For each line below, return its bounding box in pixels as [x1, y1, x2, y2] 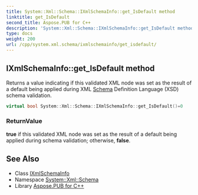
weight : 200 [6, 36, 35, 42]
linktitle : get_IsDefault [6, 14, 70, 20]
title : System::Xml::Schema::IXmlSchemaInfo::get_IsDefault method [6, 8, 176, 15]
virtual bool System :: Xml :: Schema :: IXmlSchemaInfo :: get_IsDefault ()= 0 [6, 103, 183, 109]
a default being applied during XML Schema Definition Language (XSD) [6, 85, 179, 92]
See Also [6, 154, 39, 164]
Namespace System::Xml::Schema [14, 175, 99, 183]
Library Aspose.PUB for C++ [14, 182, 84, 189]
